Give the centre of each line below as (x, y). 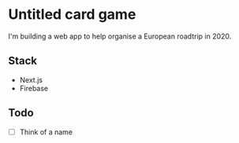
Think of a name (46, 132)
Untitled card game (72, 15)
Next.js (31, 79)
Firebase (34, 88)
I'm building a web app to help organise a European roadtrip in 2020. (120, 36)
